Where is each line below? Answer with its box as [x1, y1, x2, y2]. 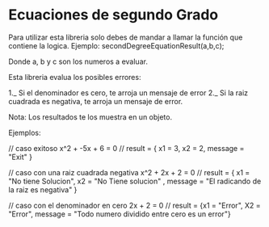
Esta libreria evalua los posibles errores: [8, 72, 141, 82]
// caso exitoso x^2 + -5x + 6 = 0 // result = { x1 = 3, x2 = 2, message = [8, 143, 245, 153]
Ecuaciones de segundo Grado [8, 6, 219, 24]
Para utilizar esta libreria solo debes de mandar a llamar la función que [8, 32, 243, 42]
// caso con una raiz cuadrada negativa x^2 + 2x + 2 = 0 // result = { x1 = [8, 167, 250, 177]
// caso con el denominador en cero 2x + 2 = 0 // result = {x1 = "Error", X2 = [8, 200, 261, 210]
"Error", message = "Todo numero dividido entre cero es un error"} [8, 208, 232, 219]
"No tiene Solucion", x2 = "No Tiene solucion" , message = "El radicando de [8, 176, 262, 186]
